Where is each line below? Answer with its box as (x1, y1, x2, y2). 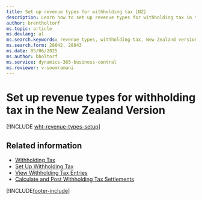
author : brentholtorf (6, 20, 61, 26)
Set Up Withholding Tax (14, 163, 74, 170)
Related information (6, 141, 82, 151)
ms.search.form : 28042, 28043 (6, 43, 82, 49)
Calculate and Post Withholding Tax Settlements (14, 175, 134, 183)
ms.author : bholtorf (6, 53, 58, 59)
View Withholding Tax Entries (14, 169, 88, 177)
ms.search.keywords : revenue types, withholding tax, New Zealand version (6, 37, 198, 43)
